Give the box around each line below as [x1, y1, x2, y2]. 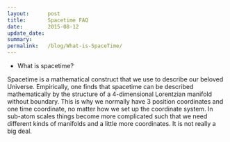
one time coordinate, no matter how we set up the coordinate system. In [7, 105, 213, 113]
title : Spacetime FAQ [7, 17, 89, 24]
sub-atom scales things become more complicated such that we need [7, 112, 208, 120]
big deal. [7, 127, 33, 135]
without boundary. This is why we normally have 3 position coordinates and [7, 97, 224, 105]
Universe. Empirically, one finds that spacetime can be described [7, 83, 194, 90]
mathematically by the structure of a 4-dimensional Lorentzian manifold [7, 90, 213, 98]
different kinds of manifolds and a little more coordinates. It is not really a [7, 120, 217, 127]
